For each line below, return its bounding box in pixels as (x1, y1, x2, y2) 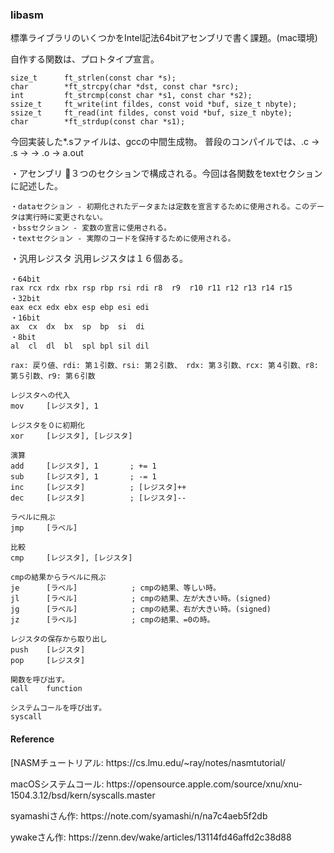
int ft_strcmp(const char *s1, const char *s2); (10, 91, 253, 101)
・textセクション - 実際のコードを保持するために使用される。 (10, 234, 236, 244)
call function (10, 684, 83, 694)
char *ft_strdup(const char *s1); (10, 117, 186, 127)
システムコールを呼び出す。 (10, 703, 107, 713)
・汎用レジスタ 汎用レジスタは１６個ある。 (10, 253, 188, 265)
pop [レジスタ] (10, 656, 86, 666)
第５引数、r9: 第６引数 (10, 371, 96, 382)
